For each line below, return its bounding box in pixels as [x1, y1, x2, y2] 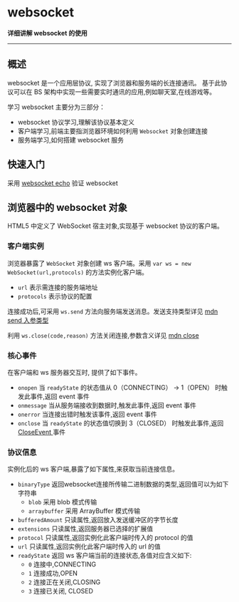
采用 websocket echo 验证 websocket [7, 179, 119, 187]
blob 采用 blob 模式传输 [28, 498, 97, 507]
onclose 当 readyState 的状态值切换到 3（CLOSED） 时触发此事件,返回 [17, 418, 224, 427]
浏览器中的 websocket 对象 [7, 201, 128, 214]
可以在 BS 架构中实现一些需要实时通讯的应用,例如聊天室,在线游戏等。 [13, 87, 216, 96]
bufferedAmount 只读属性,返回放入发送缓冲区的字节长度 [17, 516, 179, 524]
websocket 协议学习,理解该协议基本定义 [17, 118, 135, 126]
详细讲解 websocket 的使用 [7, 28, 87, 37]
